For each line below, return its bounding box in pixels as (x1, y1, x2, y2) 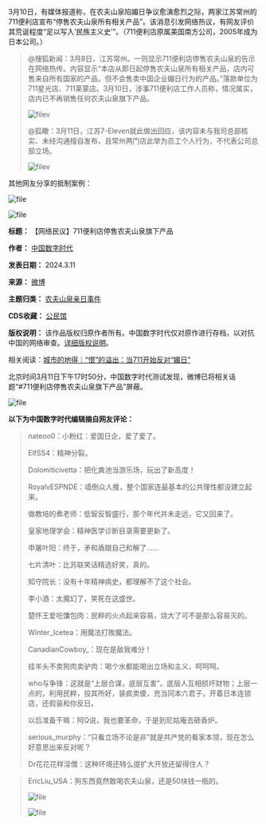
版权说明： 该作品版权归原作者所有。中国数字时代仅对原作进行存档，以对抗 (8, 328, 255, 337)
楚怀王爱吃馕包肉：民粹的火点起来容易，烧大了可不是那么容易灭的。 (27, 611, 252, 620)
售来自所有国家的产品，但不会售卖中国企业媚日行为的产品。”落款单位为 (27, 74, 258, 83)
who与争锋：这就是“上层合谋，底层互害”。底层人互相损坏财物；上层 (27, 679, 251, 688)
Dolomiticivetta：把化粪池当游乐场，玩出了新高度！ (27, 465, 196, 475)
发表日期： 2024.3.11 (8, 260, 76, 270)
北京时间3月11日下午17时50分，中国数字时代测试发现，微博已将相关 (8, 372, 229, 381)
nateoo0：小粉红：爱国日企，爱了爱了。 (27, 432, 161, 440)
